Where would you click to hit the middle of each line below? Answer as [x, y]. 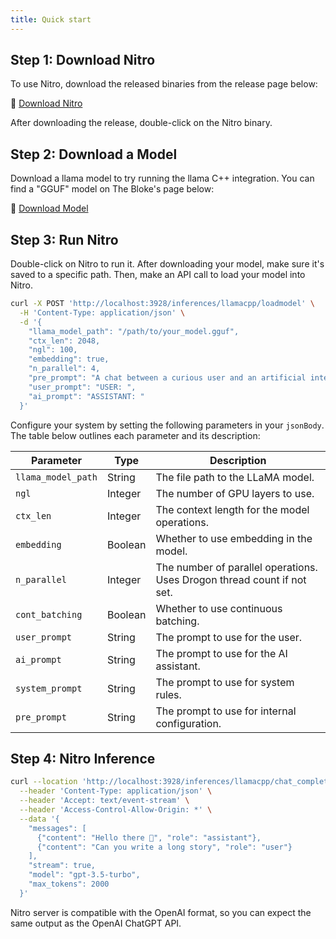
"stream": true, [62, 866]
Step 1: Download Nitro [83, 60]
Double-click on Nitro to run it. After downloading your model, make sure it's [167, 264]
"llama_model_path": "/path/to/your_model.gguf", [134, 331]
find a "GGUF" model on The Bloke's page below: [112, 189]
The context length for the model [232, 509]
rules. [168, 694]
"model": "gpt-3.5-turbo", [84, 875]
